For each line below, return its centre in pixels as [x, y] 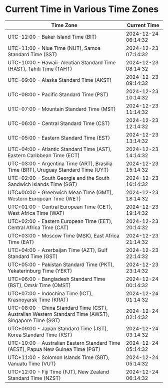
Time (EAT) [21, 242]
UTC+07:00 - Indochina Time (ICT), [50, 293]
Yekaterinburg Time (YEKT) [40, 271]
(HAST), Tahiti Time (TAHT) [40, 69]
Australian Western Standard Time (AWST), [58, 314]
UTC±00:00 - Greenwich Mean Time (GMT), [60, 192]
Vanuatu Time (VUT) [32, 363]
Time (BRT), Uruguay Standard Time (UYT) [58, 170]
